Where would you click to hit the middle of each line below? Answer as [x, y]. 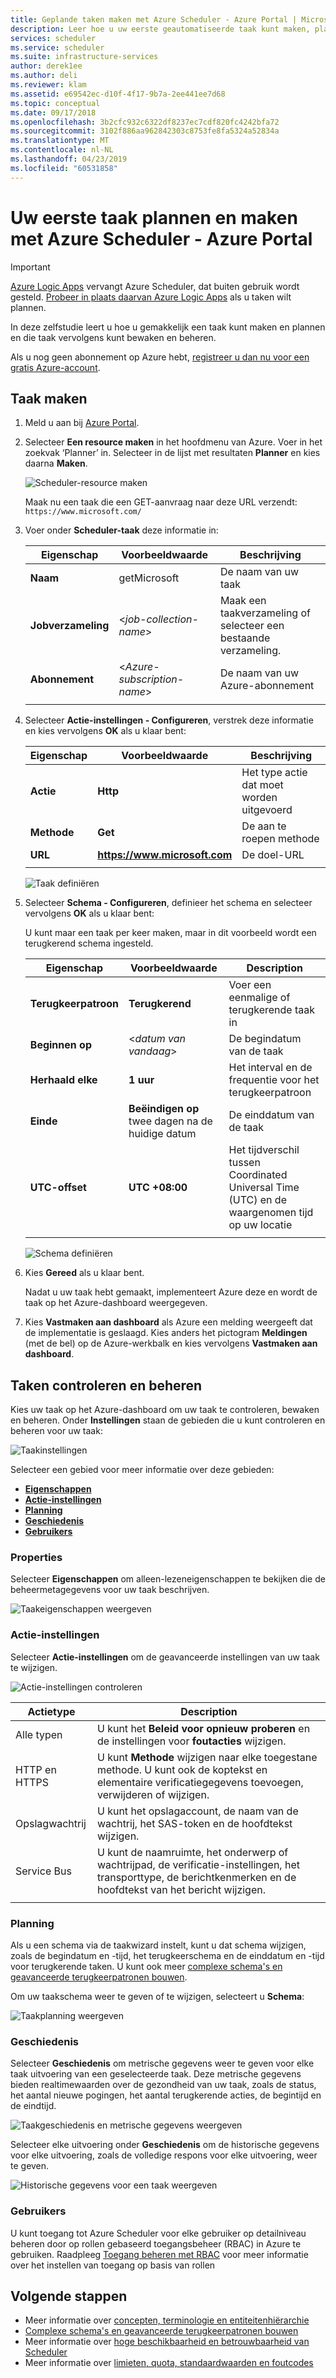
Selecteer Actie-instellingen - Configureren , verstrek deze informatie [169, 720]
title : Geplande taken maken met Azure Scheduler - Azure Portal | [154, 19]
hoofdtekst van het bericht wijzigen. [181, 1889]
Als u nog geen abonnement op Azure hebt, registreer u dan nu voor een [160, 357]
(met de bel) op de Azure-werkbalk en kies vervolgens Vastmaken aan [171, 1343]
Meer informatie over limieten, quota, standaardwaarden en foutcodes [169, 2363]
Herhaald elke [63, 1080]
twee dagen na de [170, 1121]
